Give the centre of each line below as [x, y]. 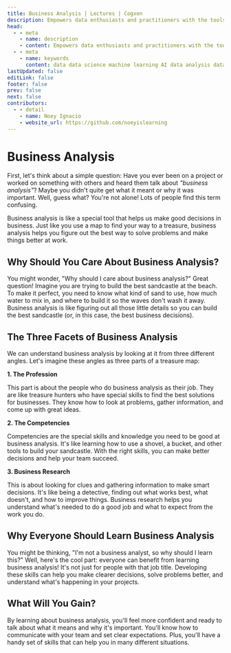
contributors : [27, 103]
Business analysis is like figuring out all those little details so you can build [112, 308]
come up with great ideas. [44, 410]
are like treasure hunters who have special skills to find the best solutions [111, 395]
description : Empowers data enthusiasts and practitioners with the [107, 20]
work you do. [26, 514]
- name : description [49, 39]
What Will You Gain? [52, 604]
